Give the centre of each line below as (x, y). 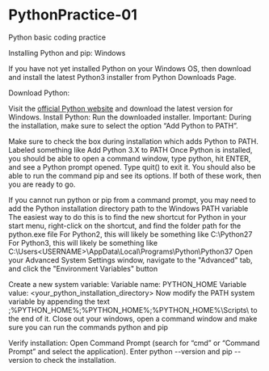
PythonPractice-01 (73, 15)
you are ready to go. (42, 184)
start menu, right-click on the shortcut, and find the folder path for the (125, 226)
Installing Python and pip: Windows (67, 53)
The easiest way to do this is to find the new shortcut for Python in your (127, 217)
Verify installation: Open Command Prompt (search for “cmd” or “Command (134, 343)
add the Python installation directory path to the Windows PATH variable (128, 209)
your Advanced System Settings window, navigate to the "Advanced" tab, (130, 259)
